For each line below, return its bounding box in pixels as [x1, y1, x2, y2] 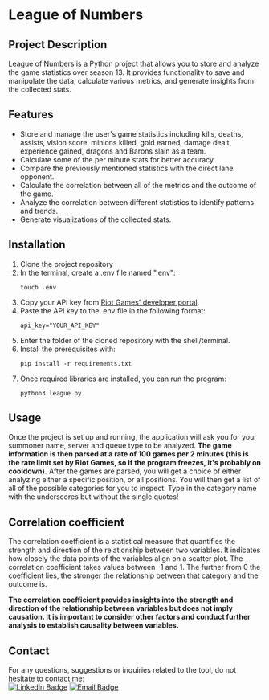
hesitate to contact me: [8, 673, 85, 684]
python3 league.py [19, 389, 82, 397]
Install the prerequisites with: [19, 344, 116, 354]
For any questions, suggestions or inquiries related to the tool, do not [8, 665, 237, 675]
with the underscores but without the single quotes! [8, 492, 179, 501]
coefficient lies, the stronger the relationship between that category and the [8, 571, 259, 580]
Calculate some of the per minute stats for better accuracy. [19, 154, 216, 164]
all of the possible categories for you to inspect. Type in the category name [8, 484, 257, 493]
